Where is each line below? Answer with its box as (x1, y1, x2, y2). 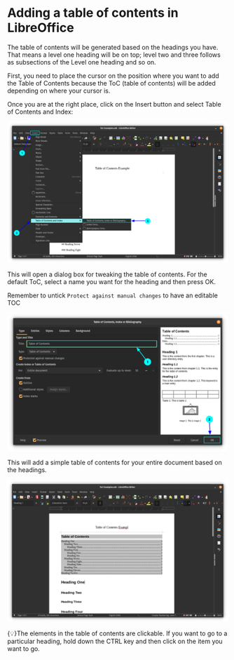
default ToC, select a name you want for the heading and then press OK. (7, 278, 216, 286)
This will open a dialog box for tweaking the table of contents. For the (7, 270, 208, 278)
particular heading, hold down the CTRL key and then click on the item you (7, 637, 223, 646)
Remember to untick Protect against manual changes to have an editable (7, 291, 219, 299)
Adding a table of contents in (7, 5, 179, 21)
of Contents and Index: (7, 107, 74, 116)
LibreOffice (7, 20, 75, 36)
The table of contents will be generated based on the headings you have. (7, 43, 219, 51)
